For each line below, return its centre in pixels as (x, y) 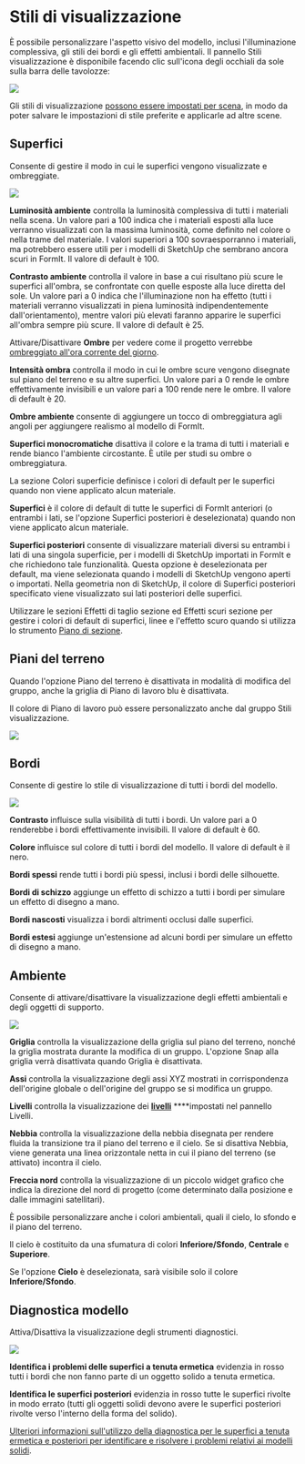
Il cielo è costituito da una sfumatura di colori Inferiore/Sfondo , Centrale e (149, 1245)
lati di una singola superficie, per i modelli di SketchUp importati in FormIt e (150, 554)
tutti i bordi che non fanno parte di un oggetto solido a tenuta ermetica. (142, 1376)
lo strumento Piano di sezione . (66, 630)
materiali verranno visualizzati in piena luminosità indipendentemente (139, 305)
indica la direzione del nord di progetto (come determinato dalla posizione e (151, 1190)
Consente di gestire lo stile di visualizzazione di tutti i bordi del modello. (143, 786)
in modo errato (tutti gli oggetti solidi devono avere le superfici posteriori (145, 1403)
